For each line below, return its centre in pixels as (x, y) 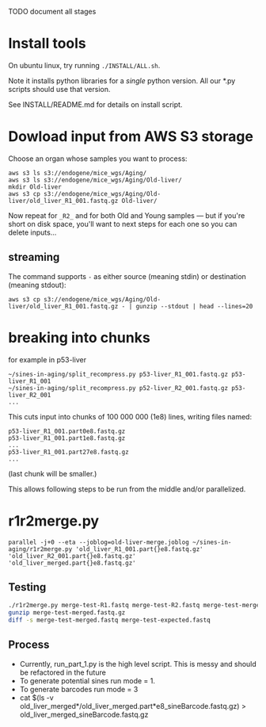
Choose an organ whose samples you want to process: (98, 159)
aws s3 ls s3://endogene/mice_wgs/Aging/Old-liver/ (95, 180)
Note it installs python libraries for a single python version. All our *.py (122, 80)
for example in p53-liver (47, 359)
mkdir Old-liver (35, 187)
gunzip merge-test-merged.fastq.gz (67, 613)
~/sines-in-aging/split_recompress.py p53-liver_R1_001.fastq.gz (118, 374)
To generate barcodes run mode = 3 (79, 689)
